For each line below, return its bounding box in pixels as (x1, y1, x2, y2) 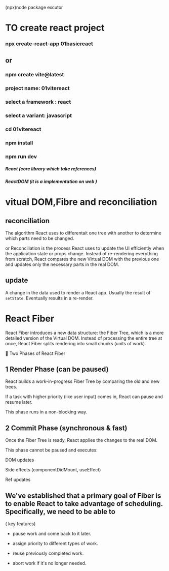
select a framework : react (5, 99, 71, 106)
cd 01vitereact (5, 126, 41, 133)
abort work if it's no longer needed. (12, 560, 87, 566)
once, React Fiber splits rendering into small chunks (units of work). (5, 340, 146, 346)
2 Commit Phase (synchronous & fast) (5, 424, 128, 432)
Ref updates (5, 476, 31, 483)
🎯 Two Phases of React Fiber (5, 350, 66, 356)
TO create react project (5, 22, 105, 34)
